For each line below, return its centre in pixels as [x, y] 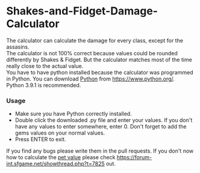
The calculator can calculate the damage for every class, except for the [95, 40]
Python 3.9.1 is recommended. [44, 85]
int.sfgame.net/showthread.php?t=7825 [55, 164]
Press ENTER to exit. [40, 139]
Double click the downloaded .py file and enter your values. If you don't [104, 120]
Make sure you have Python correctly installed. [73, 114]
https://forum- [134, 157]
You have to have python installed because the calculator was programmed [100, 72]
